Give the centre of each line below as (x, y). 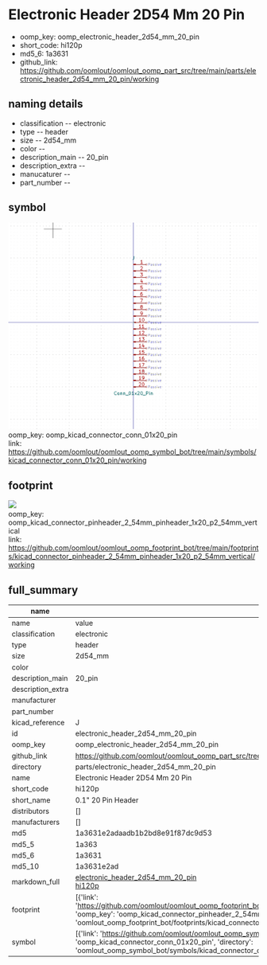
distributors (31, 811)
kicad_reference (38, 722)
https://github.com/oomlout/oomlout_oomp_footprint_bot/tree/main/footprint (133, 548)
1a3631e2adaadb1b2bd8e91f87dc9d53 (143, 833)
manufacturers (36, 822)
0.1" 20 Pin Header (107, 800)
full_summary (43, 590)
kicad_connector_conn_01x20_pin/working (77, 460)
